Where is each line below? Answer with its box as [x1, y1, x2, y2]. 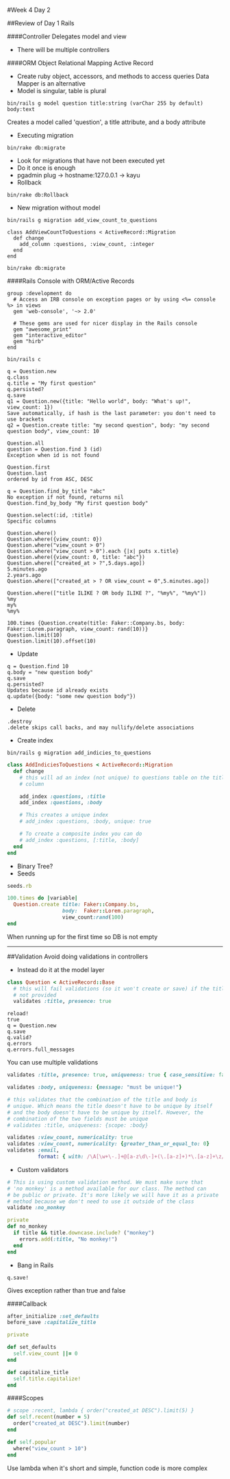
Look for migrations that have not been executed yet [16, 157, 166, 164]
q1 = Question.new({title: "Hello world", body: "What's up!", [7, 398, 192, 405]
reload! [7, 1010, 29, 1017]
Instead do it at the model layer [16, 965, 105, 973]
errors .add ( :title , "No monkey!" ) [19, 1236, 118, 1243]
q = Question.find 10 [7, 663, 69, 670]
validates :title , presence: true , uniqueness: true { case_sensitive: [7, 1071, 216, 1078]
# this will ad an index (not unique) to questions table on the [19, 774, 210, 781]
